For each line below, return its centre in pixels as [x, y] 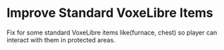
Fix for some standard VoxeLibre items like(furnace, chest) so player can [112, 32]
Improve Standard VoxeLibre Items [110, 13]
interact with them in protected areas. [61, 39]
